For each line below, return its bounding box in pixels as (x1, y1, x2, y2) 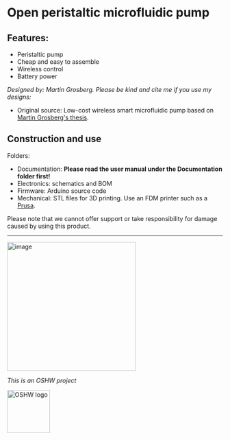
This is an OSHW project (7, 376, 77, 384)
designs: (7, 93, 31, 101)
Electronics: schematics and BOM (16, 179, 113, 187)
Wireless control (16, 65, 64, 73)
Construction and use (7, 133, 102, 145)
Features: (7, 32, 49, 44)
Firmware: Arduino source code (16, 187, 107, 195)
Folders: (7, 151, 30, 159)
